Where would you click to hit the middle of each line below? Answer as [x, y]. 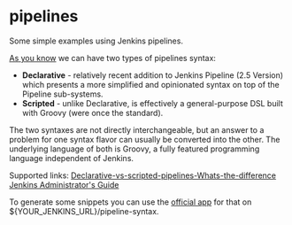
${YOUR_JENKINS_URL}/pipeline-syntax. [84, 211]
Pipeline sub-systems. [62, 94]
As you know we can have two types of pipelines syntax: [113, 58]
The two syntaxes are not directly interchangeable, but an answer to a [137, 129]
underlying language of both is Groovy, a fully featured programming [134, 149]
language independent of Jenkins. [72, 158]
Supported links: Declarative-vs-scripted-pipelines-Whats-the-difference [143, 175]
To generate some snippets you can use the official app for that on [131, 202]
